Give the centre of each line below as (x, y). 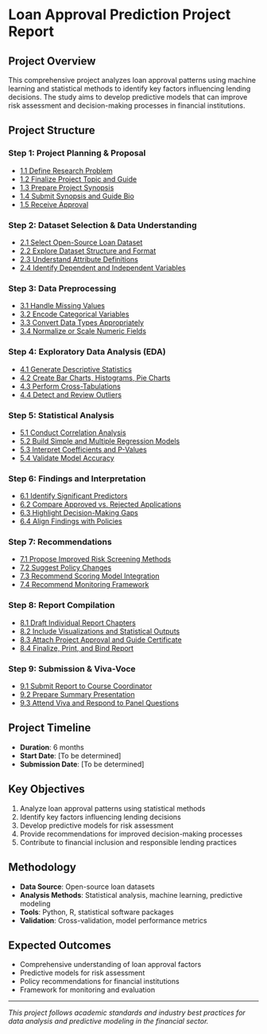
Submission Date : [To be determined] (82, 764)
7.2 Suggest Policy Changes (66, 568)
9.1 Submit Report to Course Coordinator (86, 686)
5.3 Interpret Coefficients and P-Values (83, 449)
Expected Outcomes (60, 945)
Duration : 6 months (52, 747)
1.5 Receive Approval (54, 204)
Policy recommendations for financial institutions (100, 981)
